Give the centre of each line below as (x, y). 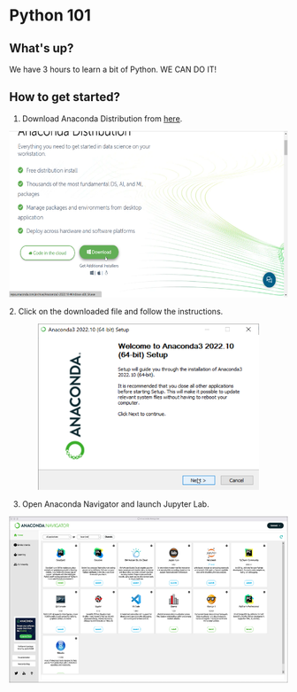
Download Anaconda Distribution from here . (102, 118)
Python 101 (50, 16)
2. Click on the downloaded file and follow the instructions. (116, 311)
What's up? (42, 48)
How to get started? (65, 97)
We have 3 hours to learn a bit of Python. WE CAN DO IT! (113, 69)
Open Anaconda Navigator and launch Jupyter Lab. (115, 504)
